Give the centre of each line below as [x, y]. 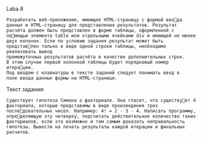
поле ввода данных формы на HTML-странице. [62, 78]
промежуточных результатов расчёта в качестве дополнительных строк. [96, 57]
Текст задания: [26, 89]
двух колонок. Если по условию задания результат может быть [85, 41]
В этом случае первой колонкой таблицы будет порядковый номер [88, 62]
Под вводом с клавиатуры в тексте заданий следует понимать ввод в [93, 73]
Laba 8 [15, 9]
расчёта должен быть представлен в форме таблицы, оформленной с [90, 30]
